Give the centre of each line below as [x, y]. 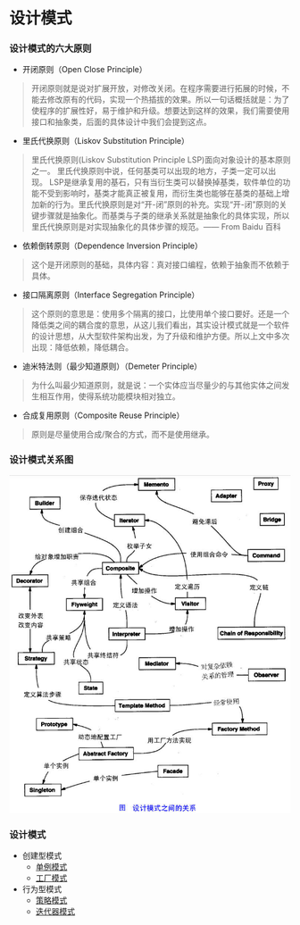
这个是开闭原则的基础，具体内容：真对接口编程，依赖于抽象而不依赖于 [160, 265]
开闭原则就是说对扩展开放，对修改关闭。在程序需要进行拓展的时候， [156, 88]
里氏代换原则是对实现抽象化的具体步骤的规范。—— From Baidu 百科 [156, 227]
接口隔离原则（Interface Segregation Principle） [111, 295]
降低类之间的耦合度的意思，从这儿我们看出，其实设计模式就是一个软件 [160, 325]
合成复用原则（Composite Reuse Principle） [103, 415]
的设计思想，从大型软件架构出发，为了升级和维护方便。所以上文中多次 [160, 337]
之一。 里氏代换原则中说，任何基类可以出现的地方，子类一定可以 [150, 171]
